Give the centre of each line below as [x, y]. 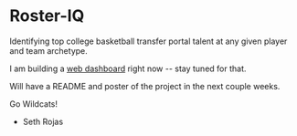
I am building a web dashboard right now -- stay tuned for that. [128, 68]
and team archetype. [49, 50]
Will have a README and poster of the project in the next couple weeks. [145, 86]
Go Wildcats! [33, 104]
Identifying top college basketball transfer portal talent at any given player [148, 41]
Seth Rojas [43, 121]
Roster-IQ [47, 16]
